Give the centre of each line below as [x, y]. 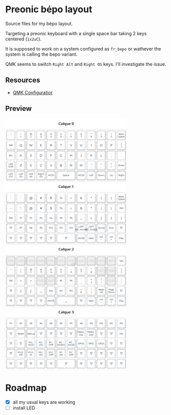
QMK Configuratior [33, 93]
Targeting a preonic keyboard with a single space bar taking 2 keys [76, 33]
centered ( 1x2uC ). [24, 39]
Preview [19, 109]
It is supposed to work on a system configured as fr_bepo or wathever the [83, 49]
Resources [23, 80]
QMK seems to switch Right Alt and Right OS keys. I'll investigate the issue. [86, 64]
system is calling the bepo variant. [41, 54]
